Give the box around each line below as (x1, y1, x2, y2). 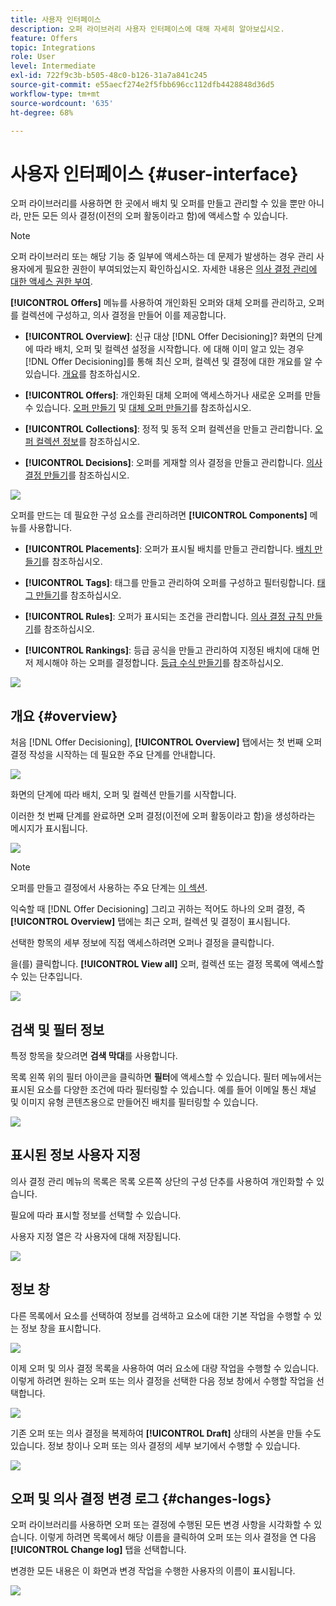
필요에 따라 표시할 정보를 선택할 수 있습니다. (10, 1209, 182, 1221)
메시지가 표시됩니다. (10, 822, 88, 835)
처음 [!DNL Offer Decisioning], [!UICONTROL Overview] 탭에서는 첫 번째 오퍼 (10, 736, 323, 748)
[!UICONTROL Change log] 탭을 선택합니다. (10, 1544, 187, 1556)
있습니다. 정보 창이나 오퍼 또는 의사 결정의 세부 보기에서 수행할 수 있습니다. (10, 1439, 301, 1451)
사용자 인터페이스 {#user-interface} (10, 162, 299, 185)
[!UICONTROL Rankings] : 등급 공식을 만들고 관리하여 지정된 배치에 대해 (24, 644, 310, 656)
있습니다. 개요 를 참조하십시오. (24, 368, 141, 380)
